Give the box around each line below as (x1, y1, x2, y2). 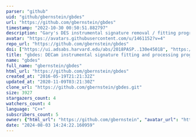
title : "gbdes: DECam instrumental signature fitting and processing (6, 52, 179, 58)
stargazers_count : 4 (6, 95, 57, 101)
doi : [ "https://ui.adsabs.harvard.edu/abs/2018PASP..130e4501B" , (6, 47, 168, 52)
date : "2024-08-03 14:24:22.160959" (6, 122, 95, 128)
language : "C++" (6, 106, 45, 112)
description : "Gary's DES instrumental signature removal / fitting (6, 30, 176, 36)
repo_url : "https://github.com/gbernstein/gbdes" (6, 41, 129, 47)
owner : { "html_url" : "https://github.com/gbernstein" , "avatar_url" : (6, 117, 179, 123)
